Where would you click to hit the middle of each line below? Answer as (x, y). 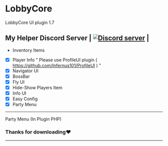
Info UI (19, 93)
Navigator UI (25, 71)
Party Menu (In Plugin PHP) (33, 119)
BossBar (21, 76)
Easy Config (25, 99)
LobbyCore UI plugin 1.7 (30, 22)
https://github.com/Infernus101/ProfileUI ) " (57, 65)
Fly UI (18, 82)
